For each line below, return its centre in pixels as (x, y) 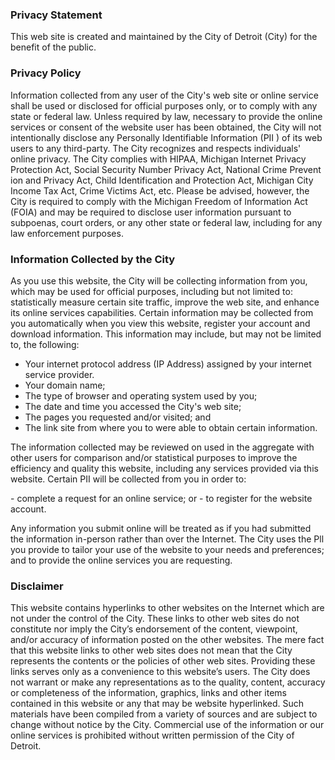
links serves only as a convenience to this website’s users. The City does (160, 672)
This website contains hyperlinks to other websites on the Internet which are (167, 608)
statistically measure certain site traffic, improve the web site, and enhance (165, 302)
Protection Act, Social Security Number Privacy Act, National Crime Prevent (166, 169)
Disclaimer (37, 586)
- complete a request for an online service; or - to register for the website (161, 498)
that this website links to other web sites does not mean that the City (151, 650)
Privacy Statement (56, 15)
